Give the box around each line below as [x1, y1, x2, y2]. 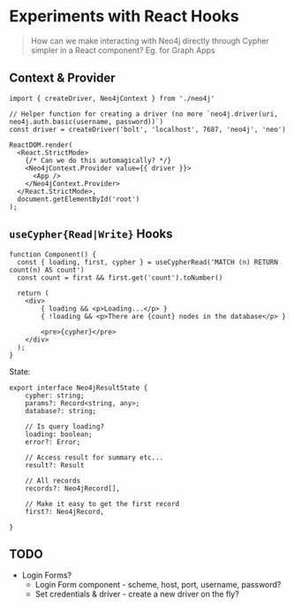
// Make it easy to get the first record [25, 499, 179, 508]
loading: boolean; [25, 429, 93, 439]
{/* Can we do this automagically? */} [25, 156, 172, 165]
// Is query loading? [25, 422, 104, 431]
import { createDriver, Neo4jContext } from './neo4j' [9, 94, 215, 103]
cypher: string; [25, 391, 86, 400]
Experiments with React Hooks [9, 6, 240, 27]
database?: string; [25, 406, 97, 415]
